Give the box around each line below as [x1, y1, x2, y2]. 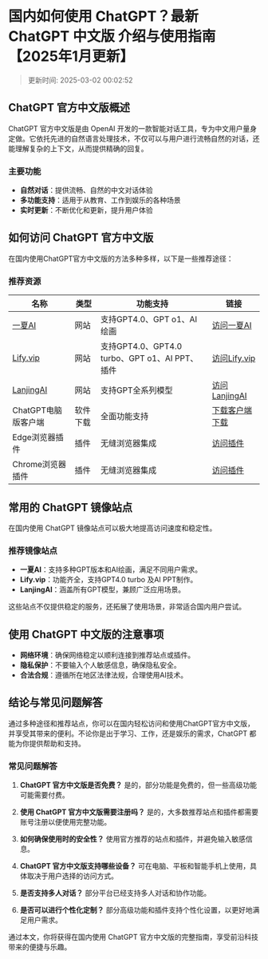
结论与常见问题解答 [8, 696, 103, 709]
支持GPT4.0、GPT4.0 [100, 341, 183, 352]
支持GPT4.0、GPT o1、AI [100, 314, 198, 325]
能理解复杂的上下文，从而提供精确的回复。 [8, 143, 148, 153]
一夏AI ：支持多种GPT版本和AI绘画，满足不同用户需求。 [19, 565, 203, 574]
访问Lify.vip [211, 353, 256, 364]
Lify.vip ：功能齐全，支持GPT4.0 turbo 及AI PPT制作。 [19, 575, 198, 585]
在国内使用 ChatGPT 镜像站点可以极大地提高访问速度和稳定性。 [8, 523, 217, 533]
